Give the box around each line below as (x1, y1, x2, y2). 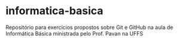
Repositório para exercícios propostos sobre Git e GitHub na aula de (5, 24, 174, 31)
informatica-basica (5, 4, 104, 18)
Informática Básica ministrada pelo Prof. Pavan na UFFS (5, 30, 143, 37)
